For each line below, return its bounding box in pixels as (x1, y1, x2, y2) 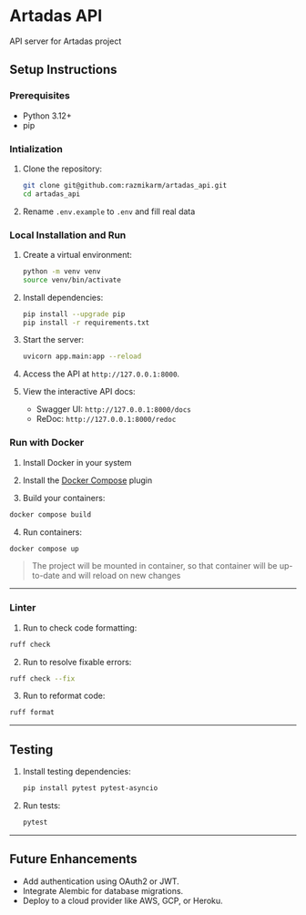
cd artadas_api (22, 189, 81, 199)
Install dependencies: (22, 292, 104, 303)
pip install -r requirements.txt (22, 318, 150, 327)
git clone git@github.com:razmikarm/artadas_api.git (22, 180, 228, 190)
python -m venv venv (22, 266, 101, 276)
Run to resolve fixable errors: (22, 656, 132, 667)
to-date (31, 571, 61, 581)
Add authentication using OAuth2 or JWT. (22, 876, 179, 887)
